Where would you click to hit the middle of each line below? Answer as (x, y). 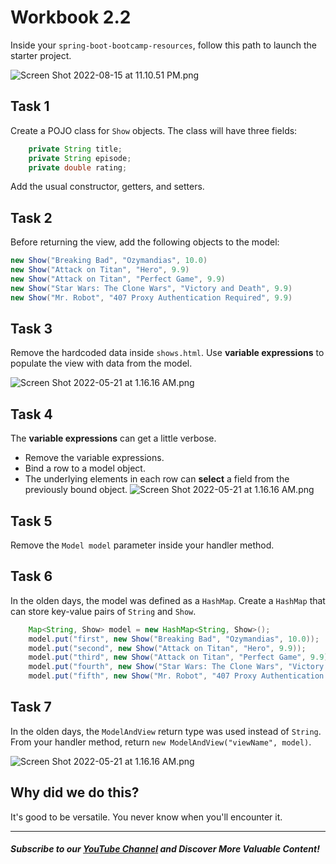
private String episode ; (80, 158)
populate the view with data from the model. (101, 363)
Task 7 (31, 707)
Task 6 (31, 576)
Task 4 (31, 414)
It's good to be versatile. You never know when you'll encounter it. (146, 817)
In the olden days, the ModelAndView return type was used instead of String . (166, 731)
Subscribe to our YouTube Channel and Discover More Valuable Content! (165, 849)
